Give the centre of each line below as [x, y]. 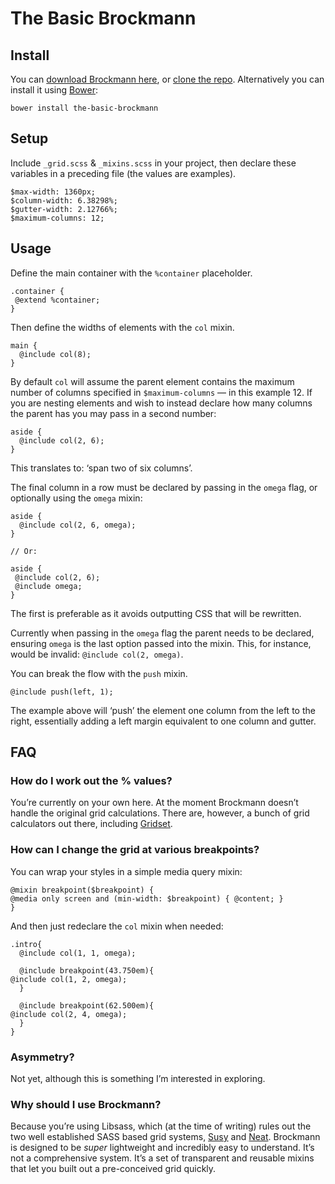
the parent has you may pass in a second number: [113, 413]
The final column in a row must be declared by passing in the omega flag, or [164, 487]
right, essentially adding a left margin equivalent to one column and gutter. [163, 721]
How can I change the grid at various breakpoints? [135, 850]
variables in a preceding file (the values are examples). [123, 173]
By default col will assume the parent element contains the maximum [152, 381]
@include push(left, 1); [62, 692]
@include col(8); [55, 354]
